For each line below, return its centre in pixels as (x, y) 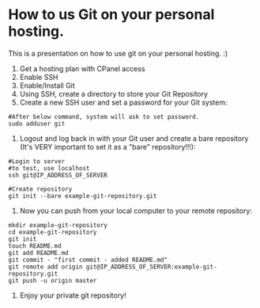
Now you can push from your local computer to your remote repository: (136, 211)
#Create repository (40, 189)
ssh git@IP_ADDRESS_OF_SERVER (58, 175)
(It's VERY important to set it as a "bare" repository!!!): (107, 146)
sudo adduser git (37, 124)
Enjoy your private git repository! (73, 295)
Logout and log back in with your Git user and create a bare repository (134, 138)
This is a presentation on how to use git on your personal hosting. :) (118, 53)
